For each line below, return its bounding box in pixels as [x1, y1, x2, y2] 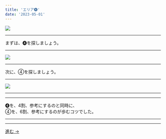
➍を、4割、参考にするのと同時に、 [5, 102, 78, 108]
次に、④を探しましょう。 [5, 69, 59, 74]
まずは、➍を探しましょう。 [5, 40, 62, 46]
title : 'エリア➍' [5, 7, 41, 12]
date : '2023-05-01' [5, 12, 45, 17]
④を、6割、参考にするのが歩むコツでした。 [5, 108, 96, 114]
